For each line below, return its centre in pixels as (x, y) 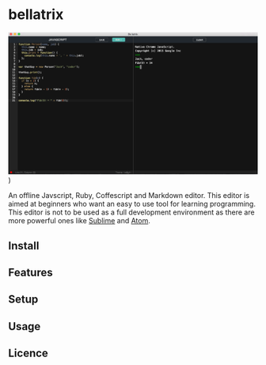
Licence (28, 354)
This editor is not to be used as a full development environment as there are (131, 212)
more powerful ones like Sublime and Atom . (79, 221)
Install (24, 246)
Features (30, 272)
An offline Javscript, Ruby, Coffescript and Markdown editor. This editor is (129, 196)
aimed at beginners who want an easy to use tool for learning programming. (132, 204)
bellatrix (36, 15)
